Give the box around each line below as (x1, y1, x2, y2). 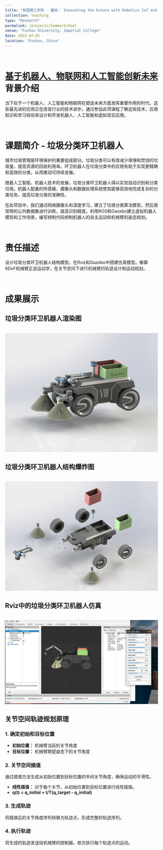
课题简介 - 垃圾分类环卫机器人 (5, 141, 124, 151)
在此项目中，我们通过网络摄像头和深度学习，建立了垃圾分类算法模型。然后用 (5, 202, 158, 208)
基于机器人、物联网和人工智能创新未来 (5, 71, 159, 82)
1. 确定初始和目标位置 (5, 730, 55, 737)
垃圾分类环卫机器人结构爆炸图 (5, 463, 95, 471)
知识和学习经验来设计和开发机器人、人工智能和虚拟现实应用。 (5, 112, 129, 118)
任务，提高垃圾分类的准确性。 (9, 192, 69, 197)
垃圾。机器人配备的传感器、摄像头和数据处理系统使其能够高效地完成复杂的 (5, 186, 154, 192)
